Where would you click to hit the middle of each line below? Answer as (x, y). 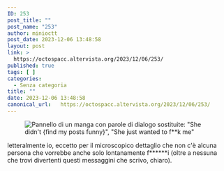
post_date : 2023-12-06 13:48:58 (54, 40)
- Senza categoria (40, 85)
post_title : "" (29, 20)
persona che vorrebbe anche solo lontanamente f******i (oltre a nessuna (112, 153)
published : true (31, 66)
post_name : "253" (32, 27)
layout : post (26, 46)
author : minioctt (32, 33)
